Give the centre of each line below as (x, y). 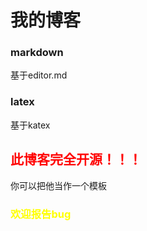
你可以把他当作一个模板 (58, 185)
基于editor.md (39, 75)
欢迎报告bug (41, 214)
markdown (37, 53)
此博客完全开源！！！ (76, 159)
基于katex (30, 125)
